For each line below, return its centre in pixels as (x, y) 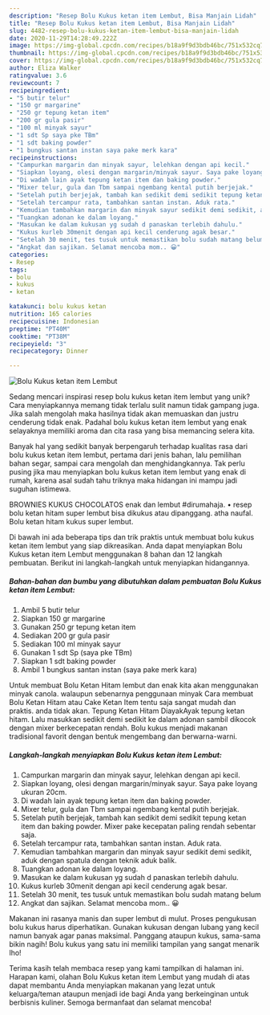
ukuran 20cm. (44, 793)
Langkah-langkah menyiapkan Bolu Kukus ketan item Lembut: (116, 755)
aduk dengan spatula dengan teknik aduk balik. (99, 861)
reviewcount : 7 (34, 83)
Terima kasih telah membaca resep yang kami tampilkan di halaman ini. (127, 968)
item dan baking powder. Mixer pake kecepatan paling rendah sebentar (138, 826)
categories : (29, 255)
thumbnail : (27, 53)
